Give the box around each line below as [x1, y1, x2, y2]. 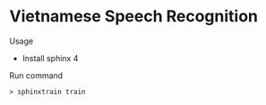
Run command [9, 69, 64, 81]
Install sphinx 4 [21, 52, 79, 63]
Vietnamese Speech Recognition [9, 6, 258, 27]
